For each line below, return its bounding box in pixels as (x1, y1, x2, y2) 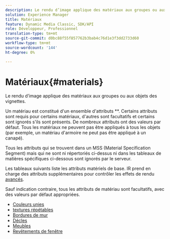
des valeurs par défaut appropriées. (5, 191, 80, 198)
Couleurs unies (12, 201, 45, 208)
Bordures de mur (12, 212, 48, 218)
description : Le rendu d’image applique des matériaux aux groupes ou (5, 7, 157, 13)
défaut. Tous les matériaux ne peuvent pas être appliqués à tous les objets (5, 124, 160, 130)
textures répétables (12, 207, 54, 213)
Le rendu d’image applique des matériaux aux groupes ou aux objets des (5, 93, 157, 99)
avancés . (5, 176, 24, 183)
